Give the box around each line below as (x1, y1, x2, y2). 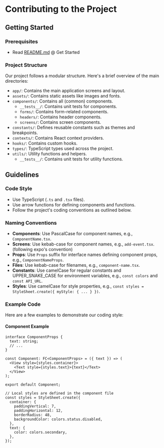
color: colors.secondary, (14, 430, 68, 435)
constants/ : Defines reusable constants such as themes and (12, 125, 135, 131)
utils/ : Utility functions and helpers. (12, 151, 87, 157)
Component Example (5, 323, 49, 330)
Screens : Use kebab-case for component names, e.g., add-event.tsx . (12, 241, 155, 247)
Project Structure (5, 61, 47, 68)
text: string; (9, 339, 39, 344)
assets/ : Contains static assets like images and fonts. (12, 93, 121, 99)
